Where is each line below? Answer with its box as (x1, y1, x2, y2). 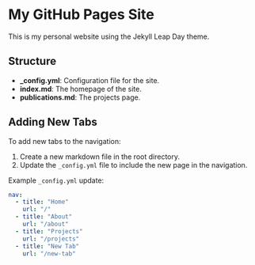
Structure (8, 55, 57, 68)
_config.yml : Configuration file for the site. (19, 75, 160, 85)
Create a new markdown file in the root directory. (19, 152, 181, 161)
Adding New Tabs (8, 115, 97, 129)
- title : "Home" (15, 198, 69, 206)
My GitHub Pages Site (8, 6, 154, 24)
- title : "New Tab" (15, 242, 80, 250)
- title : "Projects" (15, 227, 83, 235)
